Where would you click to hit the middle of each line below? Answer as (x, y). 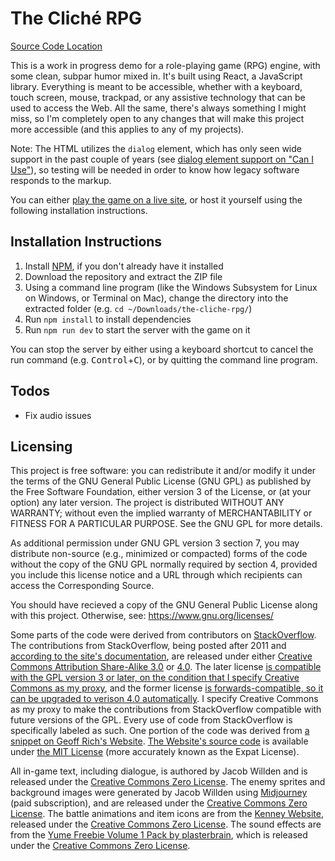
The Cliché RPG (76, 18)
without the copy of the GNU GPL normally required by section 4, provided (164, 564)
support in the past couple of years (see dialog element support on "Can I (162, 159)
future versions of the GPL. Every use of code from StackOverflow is (151, 720)
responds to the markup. (61, 180)
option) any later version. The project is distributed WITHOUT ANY (147, 503)
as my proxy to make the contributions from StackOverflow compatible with (166, 709)
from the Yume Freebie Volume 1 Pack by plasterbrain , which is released (159, 835)
